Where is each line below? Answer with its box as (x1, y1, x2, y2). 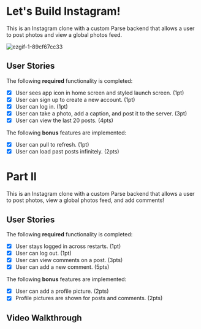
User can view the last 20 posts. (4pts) (15, 117, 113, 124)
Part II (6, 170, 37, 184)
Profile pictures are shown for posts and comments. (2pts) (15, 295, 163, 302)
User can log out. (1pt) (15, 250, 72, 257)
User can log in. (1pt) (15, 103, 69, 110)
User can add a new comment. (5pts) (15, 263, 110, 271)
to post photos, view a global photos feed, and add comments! (6, 196, 164, 204)
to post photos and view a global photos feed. (6, 31, 123, 38)
